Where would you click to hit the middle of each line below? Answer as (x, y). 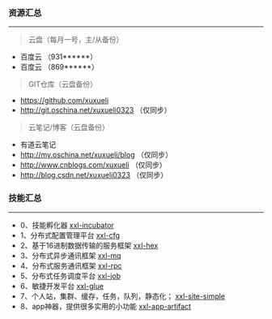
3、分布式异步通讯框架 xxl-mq (70, 255)
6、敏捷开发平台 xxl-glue (62, 286)
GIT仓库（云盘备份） (63, 84)
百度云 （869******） (59, 67)
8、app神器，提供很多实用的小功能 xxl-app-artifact (106, 306)
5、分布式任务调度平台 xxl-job (70, 276)
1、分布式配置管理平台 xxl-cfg (70, 235)
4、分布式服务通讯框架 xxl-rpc (71, 265)
